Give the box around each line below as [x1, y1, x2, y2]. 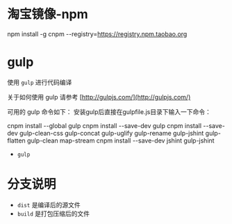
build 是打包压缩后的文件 [17, 209, 90, 218]
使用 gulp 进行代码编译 [7, 78, 72, 86]
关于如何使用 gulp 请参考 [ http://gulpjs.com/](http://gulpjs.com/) [7, 93, 191, 101]
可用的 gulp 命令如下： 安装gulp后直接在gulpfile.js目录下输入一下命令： [7, 107, 212, 115]
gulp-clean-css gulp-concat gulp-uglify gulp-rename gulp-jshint [19, 129, 204, 137]
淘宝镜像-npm [7, 6, 88, 22]
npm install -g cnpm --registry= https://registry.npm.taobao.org [7, 29, 188, 38]
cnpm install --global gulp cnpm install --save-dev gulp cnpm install [7, 121, 202, 129]
